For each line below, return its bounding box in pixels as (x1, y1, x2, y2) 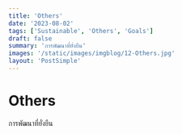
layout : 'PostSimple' (8, 57, 82, 65)
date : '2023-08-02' (8, 19, 74, 27)
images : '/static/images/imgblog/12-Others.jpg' (8, 49, 176, 57)
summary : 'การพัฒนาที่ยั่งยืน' (8, 42, 87, 50)
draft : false (8, 34, 53, 43)
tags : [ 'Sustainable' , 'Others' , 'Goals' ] (8, 27, 154, 35)
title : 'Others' (8, 11, 63, 20)
